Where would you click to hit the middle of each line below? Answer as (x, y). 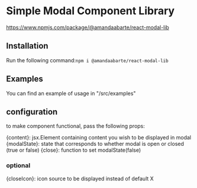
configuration (32, 112)
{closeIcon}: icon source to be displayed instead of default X (80, 179)
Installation (27, 46)
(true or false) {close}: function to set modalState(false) (74, 150)
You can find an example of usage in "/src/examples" (71, 93)
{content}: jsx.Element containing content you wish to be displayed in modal (99, 138)
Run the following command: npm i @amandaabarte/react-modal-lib (87, 60)
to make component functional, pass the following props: (75, 126)
